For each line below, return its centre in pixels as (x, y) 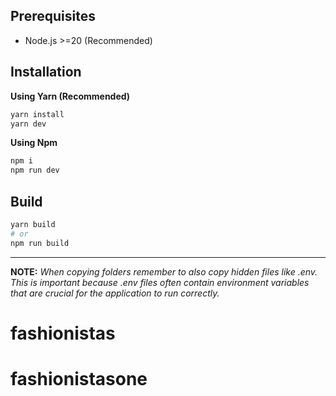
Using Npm (34, 143)
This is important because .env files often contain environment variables (160, 282)
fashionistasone (79, 378)
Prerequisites (53, 16)
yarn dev (28, 124)
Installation (46, 72)
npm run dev (35, 170)
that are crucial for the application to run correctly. (115, 293)
